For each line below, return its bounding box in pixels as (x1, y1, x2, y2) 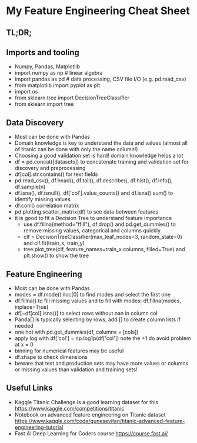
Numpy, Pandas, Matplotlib (14, 63, 81, 70)
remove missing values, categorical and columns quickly (23, 227, 161, 234)
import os (14, 88, 38, 95)
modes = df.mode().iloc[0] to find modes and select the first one (14, 291, 171, 298)
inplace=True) (14, 304, 49, 311)
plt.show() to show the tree (23, 252, 89, 259)
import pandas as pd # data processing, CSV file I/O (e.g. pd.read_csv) (14, 75, 186, 83)
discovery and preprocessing (14, 165, 86, 172)
